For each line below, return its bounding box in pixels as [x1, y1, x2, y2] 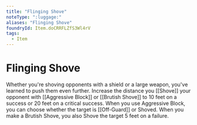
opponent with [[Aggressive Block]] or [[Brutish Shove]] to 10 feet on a [6, 93, 178, 100]
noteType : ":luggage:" [6, 14, 62, 20]
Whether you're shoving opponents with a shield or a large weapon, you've [6, 81, 188, 88]
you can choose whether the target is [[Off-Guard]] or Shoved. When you [6, 106, 184, 113]
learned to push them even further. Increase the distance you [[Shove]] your [6, 87, 191, 94]
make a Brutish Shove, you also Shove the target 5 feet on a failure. [6, 112, 169, 119]
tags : [6, 31, 19, 37]
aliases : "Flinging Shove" [6, 19, 72, 25]
